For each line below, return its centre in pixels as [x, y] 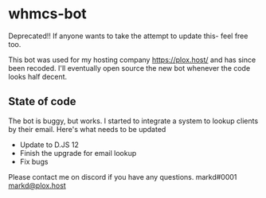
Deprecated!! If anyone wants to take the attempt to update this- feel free [128, 36]
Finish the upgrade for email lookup [78, 153]
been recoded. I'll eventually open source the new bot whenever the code [129, 68]
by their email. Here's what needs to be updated [87, 129]
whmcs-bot [48, 14]
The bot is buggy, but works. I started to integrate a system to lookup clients [133, 121]
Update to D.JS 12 [49, 145]
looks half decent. [38, 76]
